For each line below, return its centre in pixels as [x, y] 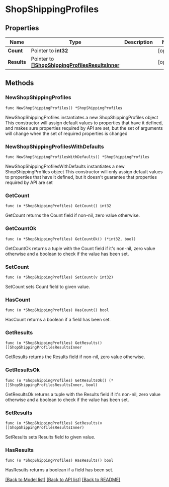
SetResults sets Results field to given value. [50, 437]
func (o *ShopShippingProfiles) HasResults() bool [59, 461]
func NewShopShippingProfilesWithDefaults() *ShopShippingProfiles [77, 157]
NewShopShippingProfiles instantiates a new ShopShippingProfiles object [82, 117]
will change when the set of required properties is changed [66, 133]
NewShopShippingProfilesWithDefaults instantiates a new [65, 166]
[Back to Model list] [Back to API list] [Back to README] [63, 480]
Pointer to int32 [50, 51]
